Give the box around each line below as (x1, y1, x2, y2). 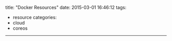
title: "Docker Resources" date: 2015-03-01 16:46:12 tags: (5, 5, 126, 10)
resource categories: (12, 14, 57, 20)
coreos (12, 25, 28, 31)
